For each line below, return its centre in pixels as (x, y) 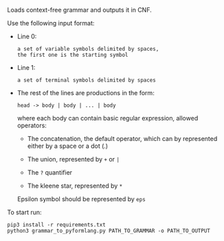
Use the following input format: (51, 23)
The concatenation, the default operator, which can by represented (122, 139)
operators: (32, 125)
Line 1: (26, 67)
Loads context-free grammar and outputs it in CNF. (80, 10)
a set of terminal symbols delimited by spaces (86, 80)
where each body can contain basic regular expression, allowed (108, 118)
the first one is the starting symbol (72, 55)
